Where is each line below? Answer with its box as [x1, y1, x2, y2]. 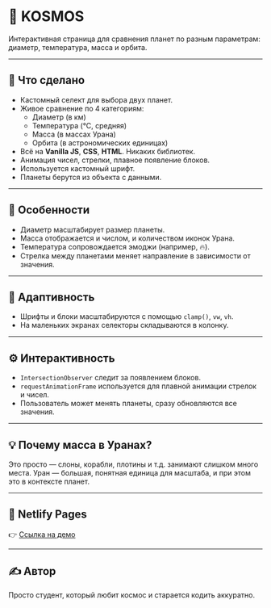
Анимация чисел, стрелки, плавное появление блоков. [19, 155, 211, 165]
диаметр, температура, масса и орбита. [8, 42, 148, 52]
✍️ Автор [8, 564, 56, 578]
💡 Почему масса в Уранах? [8, 438, 152, 451]
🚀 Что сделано [8, 73, 85, 87]
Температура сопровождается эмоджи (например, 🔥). [19, 241, 210, 251]
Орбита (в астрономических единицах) [31, 137, 169, 148]
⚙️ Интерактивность [8, 351, 115, 365]
